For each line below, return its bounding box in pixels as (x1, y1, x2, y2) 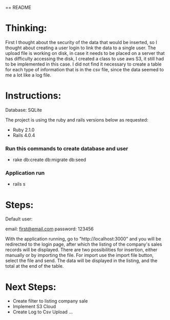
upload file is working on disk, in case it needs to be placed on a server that (5, 50, 165, 56)
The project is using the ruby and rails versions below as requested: (5, 116, 148, 123)
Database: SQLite (5, 107, 42, 113)
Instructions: (5, 90, 61, 102)
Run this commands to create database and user (5, 145, 129, 152)
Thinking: (5, 23, 47, 34)
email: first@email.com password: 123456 (5, 226, 94, 232)
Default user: (5, 216, 33, 222)
